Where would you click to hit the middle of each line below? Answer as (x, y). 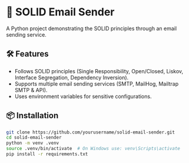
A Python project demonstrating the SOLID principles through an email (92, 28)
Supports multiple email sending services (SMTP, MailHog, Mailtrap (96, 84)
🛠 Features (27, 54)
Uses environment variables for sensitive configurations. (83, 96)
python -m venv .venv (33, 143)
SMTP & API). (31, 90)
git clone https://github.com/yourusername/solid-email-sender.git (91, 132)
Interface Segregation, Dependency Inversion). (72, 77)
